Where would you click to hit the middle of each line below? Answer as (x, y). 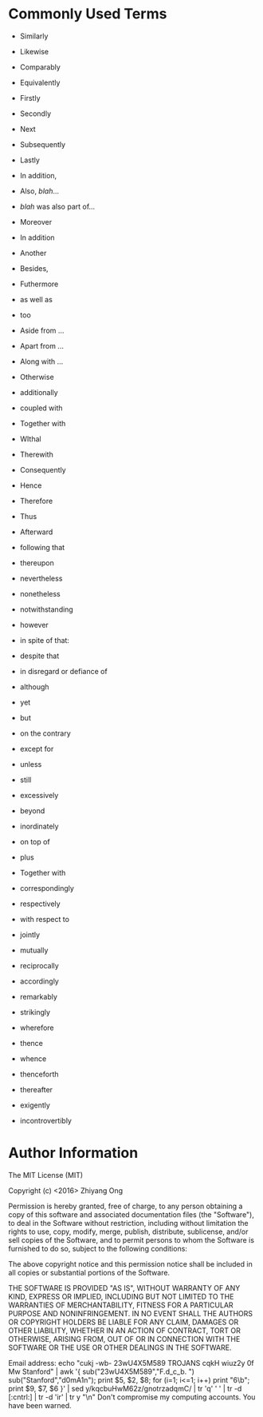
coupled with (41, 408)
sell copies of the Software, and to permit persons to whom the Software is (131, 1239)
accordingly (39, 981)
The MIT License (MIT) (46, 1175)
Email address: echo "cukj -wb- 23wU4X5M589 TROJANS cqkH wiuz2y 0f (131, 1363)
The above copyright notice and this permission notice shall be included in (130, 1263)
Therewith (36, 454)
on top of (35, 841)
